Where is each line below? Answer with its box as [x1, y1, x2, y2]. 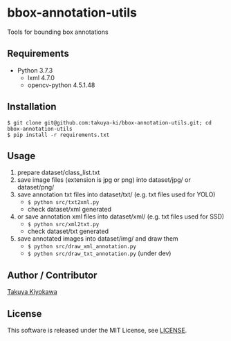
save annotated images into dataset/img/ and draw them [17, 234, 178, 243]
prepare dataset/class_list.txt [17, 168, 100, 177]
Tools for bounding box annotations [7, 28, 109, 36]
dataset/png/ [17, 183, 55, 192]
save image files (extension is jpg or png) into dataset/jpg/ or [17, 176, 192, 184]
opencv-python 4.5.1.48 [27, 81, 95, 89]
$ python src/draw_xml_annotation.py [27, 243, 137, 250]
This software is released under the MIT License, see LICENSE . [7, 326, 187, 334]
